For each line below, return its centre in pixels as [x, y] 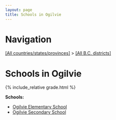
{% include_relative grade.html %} [40, 87]
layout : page [19, 10]
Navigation [28, 39]
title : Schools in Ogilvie [33, 15]
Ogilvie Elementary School [40, 107]
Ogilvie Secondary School [39, 112]
